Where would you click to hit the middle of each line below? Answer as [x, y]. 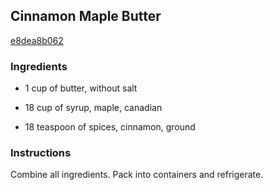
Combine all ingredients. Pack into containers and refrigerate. [137, 175]
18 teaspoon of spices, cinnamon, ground [110, 127]
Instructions [41, 153]
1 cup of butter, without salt [81, 88]
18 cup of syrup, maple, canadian [93, 108]
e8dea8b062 [37, 40]
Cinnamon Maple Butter [86, 16]
